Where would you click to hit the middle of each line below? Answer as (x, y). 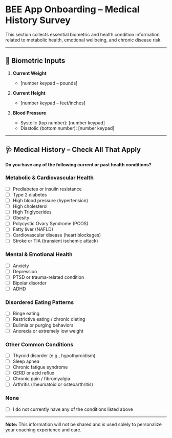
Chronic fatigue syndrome (40, 367)
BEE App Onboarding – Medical (72, 9)
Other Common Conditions (39, 344)
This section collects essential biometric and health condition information (82, 34)
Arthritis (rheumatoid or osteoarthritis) (53, 384)
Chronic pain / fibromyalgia (41, 379)
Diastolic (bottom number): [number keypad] (67, 128)
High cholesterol (30, 206)
